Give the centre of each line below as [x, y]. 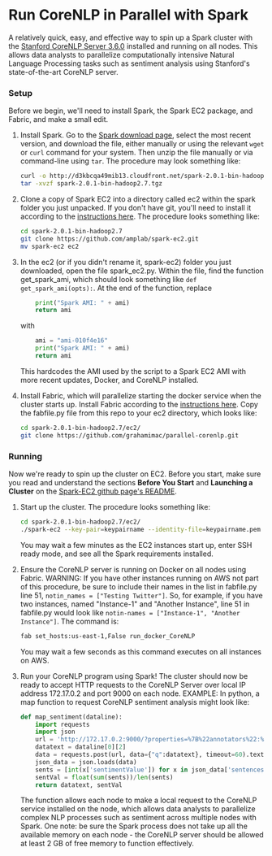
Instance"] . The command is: [69, 621]
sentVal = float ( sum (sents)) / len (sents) [104, 777]
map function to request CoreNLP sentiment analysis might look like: [135, 702]
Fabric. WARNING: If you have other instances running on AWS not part [139, 578]
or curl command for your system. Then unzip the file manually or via [136, 153]
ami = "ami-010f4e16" [71, 341]
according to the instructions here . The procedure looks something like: [140, 216]
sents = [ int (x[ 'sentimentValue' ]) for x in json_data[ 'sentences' [151, 770]
